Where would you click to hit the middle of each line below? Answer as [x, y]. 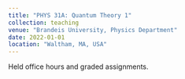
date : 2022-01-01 [37, 37]
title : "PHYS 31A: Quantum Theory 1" [70, 15]
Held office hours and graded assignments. [78, 66]
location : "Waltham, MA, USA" [58, 45]
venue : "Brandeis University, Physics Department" [93, 30]
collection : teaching [44, 23]
